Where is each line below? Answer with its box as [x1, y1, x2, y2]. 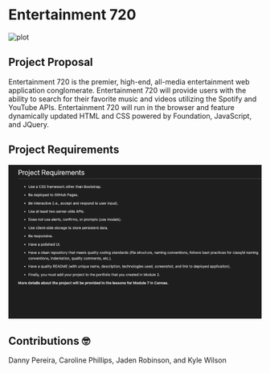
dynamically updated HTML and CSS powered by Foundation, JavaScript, [8, 111, 252, 121]
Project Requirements [8, 143, 120, 157]
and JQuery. [8, 119, 50, 129]
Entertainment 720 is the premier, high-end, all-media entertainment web [8, 76, 251, 86]
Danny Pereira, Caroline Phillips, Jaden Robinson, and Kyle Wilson [8, 355, 227, 365]
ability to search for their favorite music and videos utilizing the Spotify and [8, 94, 257, 104]
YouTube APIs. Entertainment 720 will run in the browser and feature [8, 102, 235, 112]
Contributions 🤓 [8, 334, 91, 348]
